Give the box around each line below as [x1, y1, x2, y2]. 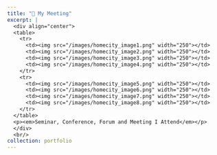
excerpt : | [7, 16, 38, 23]
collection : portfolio [7, 138, 72, 145]
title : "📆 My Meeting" [7, 10, 72, 17]
